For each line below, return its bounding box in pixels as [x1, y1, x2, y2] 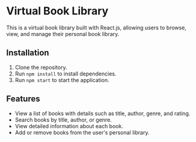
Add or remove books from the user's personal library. [14, 129, 150, 136]
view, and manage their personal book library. [6, 30, 120, 37]
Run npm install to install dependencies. [14, 70, 117, 77]
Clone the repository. [14, 64, 67, 71]
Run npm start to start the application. [14, 76, 109, 83]
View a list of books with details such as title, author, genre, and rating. [14, 110, 191, 117]
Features [6, 94, 40, 104]
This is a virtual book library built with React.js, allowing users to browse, [6, 24, 186, 31]
